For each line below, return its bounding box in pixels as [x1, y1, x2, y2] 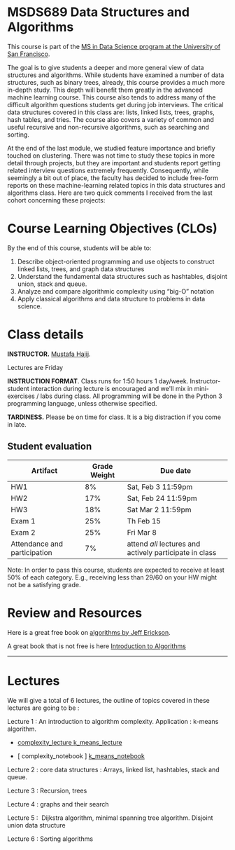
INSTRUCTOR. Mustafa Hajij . [7, 350, 91, 358]
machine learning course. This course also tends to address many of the [7, 92, 216, 102]
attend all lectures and [127, 539, 201, 549]
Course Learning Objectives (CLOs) [7, 221, 218, 237]
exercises [7, 392, 35, 400]
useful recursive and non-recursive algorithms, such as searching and [7, 123, 210, 131]
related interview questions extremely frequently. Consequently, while [7, 166, 209, 174]
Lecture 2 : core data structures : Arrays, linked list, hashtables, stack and [7, 765, 220, 774]
